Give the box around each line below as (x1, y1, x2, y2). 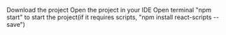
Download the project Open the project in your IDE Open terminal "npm (6, 6, 211, 14)
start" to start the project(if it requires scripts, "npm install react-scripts (6, 13, 212, 21)
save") (6, 21, 26, 28)
